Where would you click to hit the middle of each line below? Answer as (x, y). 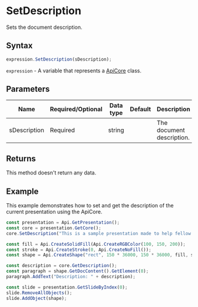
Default (141, 109)
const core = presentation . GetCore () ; (54, 228)
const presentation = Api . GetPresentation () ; (63, 223)
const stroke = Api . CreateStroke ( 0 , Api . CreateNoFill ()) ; (79, 250)
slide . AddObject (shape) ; (37, 298)
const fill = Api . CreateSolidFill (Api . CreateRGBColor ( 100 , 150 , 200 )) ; (96, 244)
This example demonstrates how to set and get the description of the (90, 206)
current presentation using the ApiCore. (54, 212)
